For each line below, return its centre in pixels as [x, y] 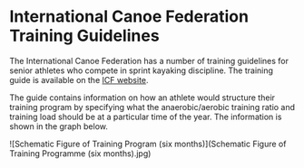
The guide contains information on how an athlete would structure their [142, 98]
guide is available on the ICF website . [79, 79]
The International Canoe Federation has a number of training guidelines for [149, 61]
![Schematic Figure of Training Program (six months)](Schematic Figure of [148, 144]
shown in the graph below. [59, 126]
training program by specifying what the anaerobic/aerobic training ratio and [152, 107]
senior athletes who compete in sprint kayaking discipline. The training [142, 70]
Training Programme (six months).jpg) [80, 153]
